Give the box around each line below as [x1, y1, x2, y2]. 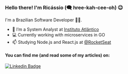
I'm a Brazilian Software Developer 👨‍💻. [5, 17, 82, 23]
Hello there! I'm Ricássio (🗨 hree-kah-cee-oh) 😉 [5, 4, 123, 11]
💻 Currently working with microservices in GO [12, 32, 105, 38]
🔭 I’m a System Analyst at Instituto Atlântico [12, 26, 99, 33]
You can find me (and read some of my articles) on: [5, 52, 110, 58]
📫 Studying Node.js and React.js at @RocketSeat [12, 39, 112, 45]
